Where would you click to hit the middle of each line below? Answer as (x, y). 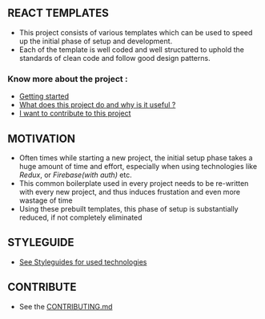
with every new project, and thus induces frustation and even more (130, 192)
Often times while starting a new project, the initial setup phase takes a (136, 157)
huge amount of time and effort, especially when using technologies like (138, 166)
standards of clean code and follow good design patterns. (114, 58)
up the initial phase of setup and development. (96, 41)
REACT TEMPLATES (58, 13)
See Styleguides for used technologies (83, 262)
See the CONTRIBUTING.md (66, 306)
